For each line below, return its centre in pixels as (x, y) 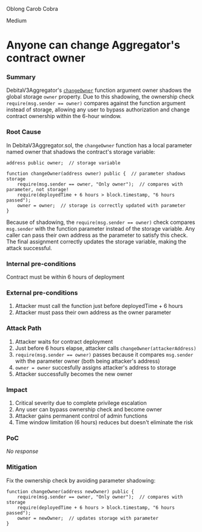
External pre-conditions (42, 293)
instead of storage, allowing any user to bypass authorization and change (98, 110)
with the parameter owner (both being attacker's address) (87, 361)
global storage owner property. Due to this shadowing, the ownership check (100, 97)
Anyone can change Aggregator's (93, 45)
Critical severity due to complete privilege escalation (81, 403)
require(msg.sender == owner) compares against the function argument (96, 103)
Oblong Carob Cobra (32, 9)
